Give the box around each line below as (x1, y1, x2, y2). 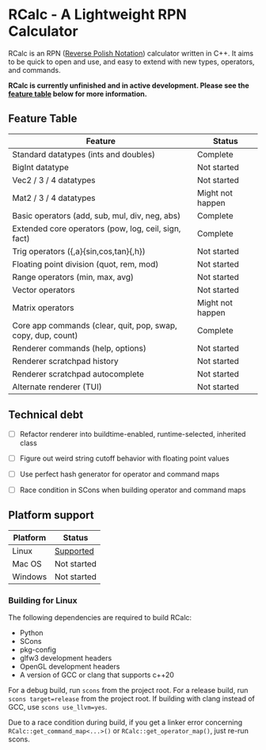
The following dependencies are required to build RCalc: (8, 612, 192, 622)
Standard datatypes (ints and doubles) (12, 149, 156, 160)
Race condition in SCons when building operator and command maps (19, 485, 246, 494)
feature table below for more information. (8, 89, 148, 98)
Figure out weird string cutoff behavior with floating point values (19, 453, 230, 463)
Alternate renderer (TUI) (12, 381, 103, 392)
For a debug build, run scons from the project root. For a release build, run (8, 685, 249, 695)
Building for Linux (8, 595, 78, 606)
